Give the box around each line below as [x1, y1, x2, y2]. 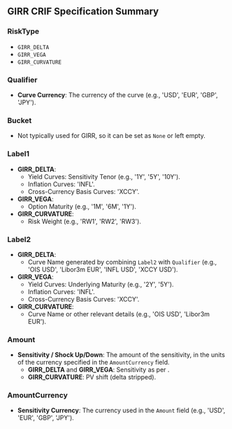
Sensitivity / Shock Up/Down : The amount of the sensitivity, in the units [17, 351, 226, 359]
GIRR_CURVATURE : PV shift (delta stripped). [27, 373, 157, 381]
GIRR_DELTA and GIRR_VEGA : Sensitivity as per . [27, 365, 170, 374]
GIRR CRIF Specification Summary [7, 6, 159, 17]
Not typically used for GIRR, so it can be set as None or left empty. [17, 132, 206, 140]
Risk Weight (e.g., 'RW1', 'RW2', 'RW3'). [27, 217, 142, 225]
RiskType [7, 27, 40, 36]
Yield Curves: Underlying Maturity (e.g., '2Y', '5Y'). [27, 280, 174, 288]
